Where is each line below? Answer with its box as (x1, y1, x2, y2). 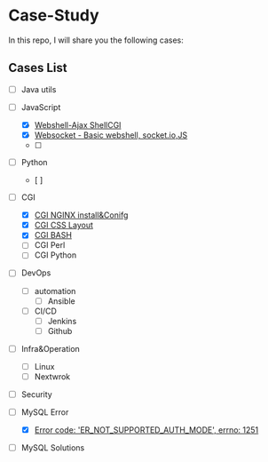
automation (34, 285, 76, 296)
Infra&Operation (20, 343, 81, 354)
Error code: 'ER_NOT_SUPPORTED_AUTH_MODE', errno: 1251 (34, 425, 259, 435)
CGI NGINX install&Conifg (34, 210, 129, 220)
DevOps (20, 267, 51, 278)
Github (47, 325, 73, 336)
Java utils (20, 84, 57, 94)
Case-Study (8, 5, 99, 26)
